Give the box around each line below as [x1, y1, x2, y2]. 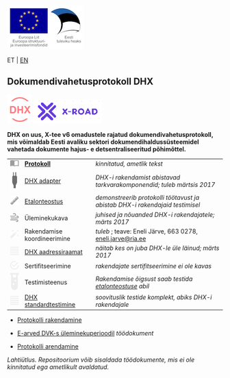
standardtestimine [24, 301, 76, 309]
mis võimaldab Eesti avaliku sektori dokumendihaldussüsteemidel [7, 138, 200, 146]
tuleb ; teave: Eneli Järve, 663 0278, [95, 227, 199, 235]
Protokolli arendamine [16, 342, 79, 351]
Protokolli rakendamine [16, 316, 82, 324]
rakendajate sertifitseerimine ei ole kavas [95, 262, 212, 270]
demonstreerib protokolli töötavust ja [95, 194, 200, 202]
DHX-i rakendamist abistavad [95, 173, 181, 181]
